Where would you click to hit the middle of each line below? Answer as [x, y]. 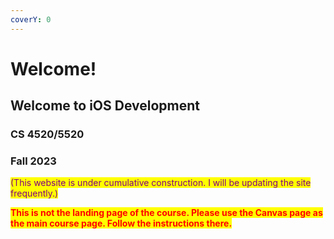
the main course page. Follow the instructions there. [121, 223]
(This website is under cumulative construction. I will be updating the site [161, 183]
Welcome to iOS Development [105, 106]
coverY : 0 [31, 19]
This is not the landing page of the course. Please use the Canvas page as [166, 213]
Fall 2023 [33, 161]
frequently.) [34, 193]
